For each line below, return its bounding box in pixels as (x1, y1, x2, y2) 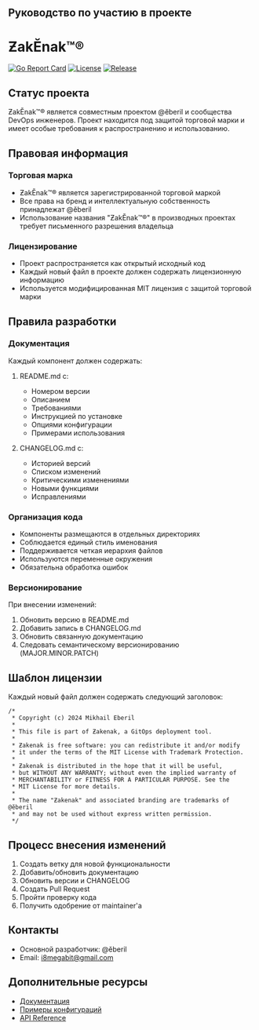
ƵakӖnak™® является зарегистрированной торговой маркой (19, 187, 221, 197)
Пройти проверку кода (19, 893, 97, 902)
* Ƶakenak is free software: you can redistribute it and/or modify (11, 741, 241, 750)
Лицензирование (8, 241, 78, 252)
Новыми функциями (31, 483, 100, 493)
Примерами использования (31, 428, 126, 438)
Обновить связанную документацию (19, 631, 144, 642)
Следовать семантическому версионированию (19, 640, 180, 650)
